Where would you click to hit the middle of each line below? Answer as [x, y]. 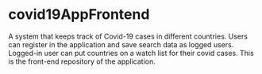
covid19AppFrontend [79, 15]
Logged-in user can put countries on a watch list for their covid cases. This [131, 53]
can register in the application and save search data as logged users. [121, 44]
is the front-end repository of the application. [82, 61]
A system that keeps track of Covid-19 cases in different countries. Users [128, 36]
